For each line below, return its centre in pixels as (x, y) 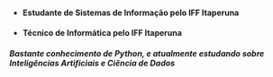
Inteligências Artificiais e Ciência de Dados (92, 63)
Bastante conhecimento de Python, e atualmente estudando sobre (137, 53)
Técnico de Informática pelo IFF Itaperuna (102, 33)
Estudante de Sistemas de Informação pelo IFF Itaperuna (131, 13)
